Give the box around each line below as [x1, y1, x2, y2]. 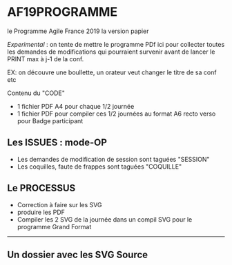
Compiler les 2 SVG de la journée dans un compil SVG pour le [17, 215, 193, 224]
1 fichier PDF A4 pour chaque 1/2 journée [17, 102, 135, 110]
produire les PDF [17, 208, 66, 216]
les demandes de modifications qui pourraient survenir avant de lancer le [7, 47, 215, 56]
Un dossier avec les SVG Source [7, 248, 148, 260]
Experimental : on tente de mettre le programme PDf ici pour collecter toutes [7, 40, 225, 48]
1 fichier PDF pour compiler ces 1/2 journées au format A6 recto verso [17, 109, 216, 118]
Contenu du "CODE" [7, 89, 66, 97]
